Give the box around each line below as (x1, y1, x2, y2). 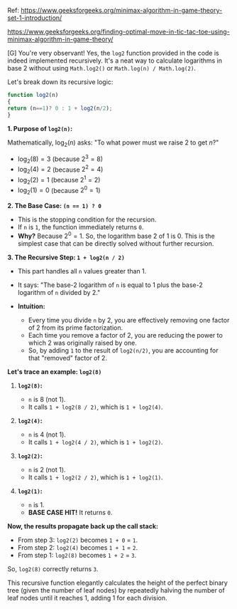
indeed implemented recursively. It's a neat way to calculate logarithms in (7, 56, 222, 65)
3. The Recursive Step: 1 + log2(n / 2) (7, 253, 126, 261)
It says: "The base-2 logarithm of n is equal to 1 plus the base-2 (17, 281, 204, 289)
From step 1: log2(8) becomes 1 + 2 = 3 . (17, 551, 137, 559)
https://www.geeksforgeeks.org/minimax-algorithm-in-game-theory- (21, 6, 223, 14)
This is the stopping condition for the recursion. (17, 215, 157, 224)
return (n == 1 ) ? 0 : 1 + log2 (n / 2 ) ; (7, 105, 113, 112)
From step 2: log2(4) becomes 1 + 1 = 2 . (17, 543, 138, 551)
